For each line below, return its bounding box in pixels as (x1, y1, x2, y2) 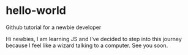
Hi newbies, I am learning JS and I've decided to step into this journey (6, 35, 182, 42)
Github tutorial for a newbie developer (6, 24, 102, 31)
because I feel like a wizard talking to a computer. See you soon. (6, 42, 168, 49)
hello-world (6, 4, 67, 18)
